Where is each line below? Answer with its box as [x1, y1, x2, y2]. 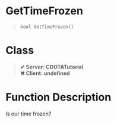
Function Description [5, 90, 112, 104]
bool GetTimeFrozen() [20, 24, 74, 30]
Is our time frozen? [5, 110, 52, 117]
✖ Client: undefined [20, 70, 70, 77]
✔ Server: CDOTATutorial [20, 63, 84, 70]
